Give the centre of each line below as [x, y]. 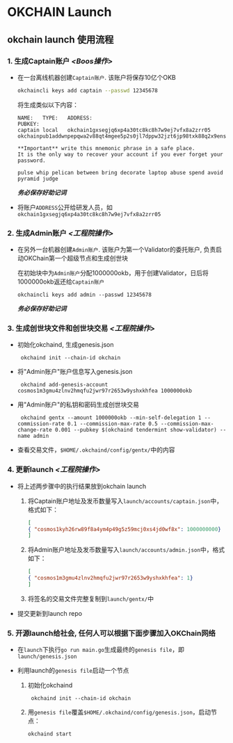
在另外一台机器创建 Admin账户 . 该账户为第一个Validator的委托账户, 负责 [116, 250]
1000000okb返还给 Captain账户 [61, 281]
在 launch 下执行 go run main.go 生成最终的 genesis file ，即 [101, 650]
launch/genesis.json [47, 657]
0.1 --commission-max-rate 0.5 [112, 424]
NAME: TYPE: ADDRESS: [55, 118]
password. [32, 161]
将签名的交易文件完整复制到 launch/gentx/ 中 [91, 598]
